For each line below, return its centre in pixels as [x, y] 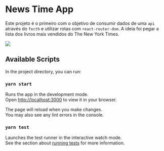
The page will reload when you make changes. [54, 110]
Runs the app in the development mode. [47, 94]
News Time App [39, 9]
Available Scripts [32, 59]
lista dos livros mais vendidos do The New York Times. [62, 34]
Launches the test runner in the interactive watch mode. [64, 138]
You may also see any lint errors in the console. [54, 115]
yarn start [18, 84]
